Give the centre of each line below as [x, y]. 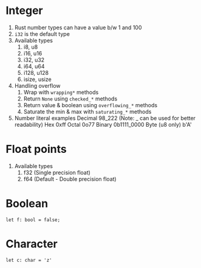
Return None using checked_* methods [70, 99]
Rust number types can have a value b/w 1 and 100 [78, 27]
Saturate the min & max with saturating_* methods [87, 111]
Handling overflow [38, 85]
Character [32, 244]
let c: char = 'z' [29, 260]
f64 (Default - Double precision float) [70, 179]
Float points [36, 149]
